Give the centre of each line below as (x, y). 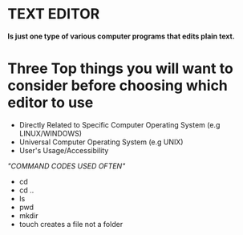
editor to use (51, 103)
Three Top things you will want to (120, 69)
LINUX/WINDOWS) (50, 133)
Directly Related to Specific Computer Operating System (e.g (119, 124)
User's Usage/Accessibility (64, 150)
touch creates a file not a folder (71, 224)
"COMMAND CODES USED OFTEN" (67, 166)
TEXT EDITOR (54, 14)
